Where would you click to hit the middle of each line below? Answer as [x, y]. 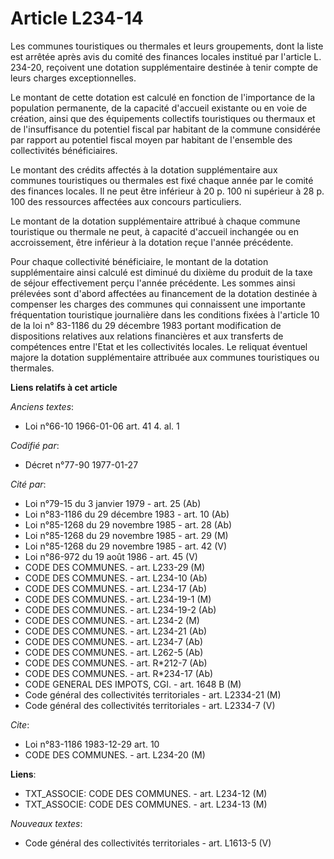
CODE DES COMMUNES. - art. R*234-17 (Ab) [119, 673]
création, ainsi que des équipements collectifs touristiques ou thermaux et [163, 118]
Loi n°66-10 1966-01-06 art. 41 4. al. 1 [102, 426]
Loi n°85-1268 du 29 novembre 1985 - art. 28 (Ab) [128, 524]
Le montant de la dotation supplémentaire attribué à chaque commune [155, 221]
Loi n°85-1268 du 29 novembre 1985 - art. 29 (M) [126, 535]
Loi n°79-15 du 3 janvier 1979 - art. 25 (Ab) [113, 503]
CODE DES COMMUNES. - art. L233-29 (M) [115, 567]
